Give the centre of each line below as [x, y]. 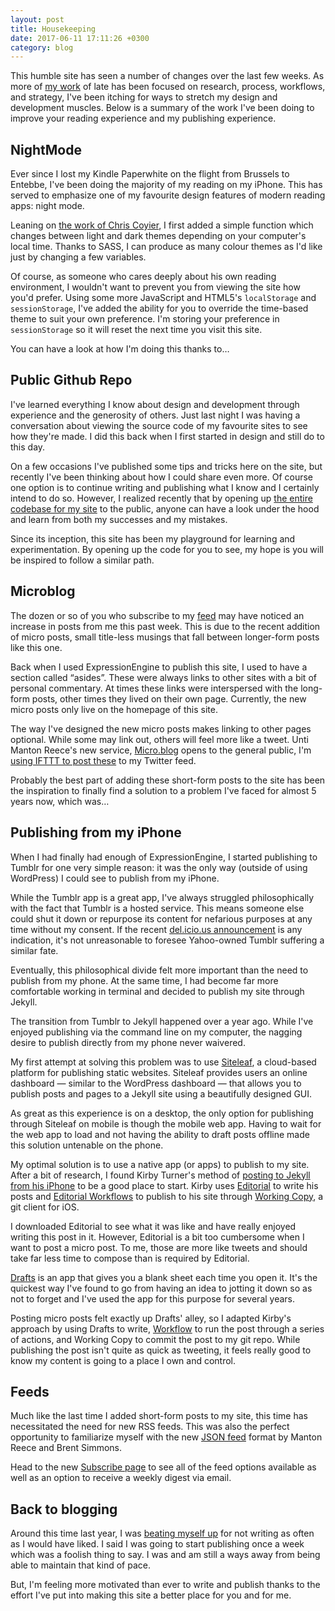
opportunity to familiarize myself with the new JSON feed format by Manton [166, 1437]
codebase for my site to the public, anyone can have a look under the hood [165, 508]
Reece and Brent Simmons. [66, 1448]
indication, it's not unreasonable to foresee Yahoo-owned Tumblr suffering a [167, 940]
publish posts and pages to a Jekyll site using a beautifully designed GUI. [161, 1093]
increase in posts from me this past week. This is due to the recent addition [165, 626]
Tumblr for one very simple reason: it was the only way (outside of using [159, 867]
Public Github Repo [71, 380]
